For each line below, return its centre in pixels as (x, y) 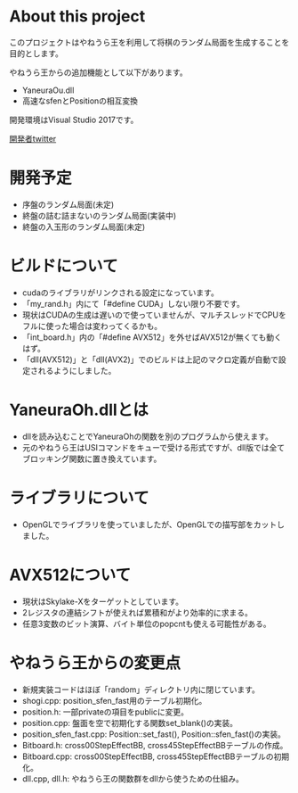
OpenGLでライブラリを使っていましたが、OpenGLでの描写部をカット (149, 525)
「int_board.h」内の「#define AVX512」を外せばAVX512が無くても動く (152, 337)
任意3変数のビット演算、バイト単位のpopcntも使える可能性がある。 (146, 624)
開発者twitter (33, 138)
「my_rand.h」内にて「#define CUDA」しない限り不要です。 (133, 303)
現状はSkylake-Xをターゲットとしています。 (103, 601)
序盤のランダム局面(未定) (68, 204)
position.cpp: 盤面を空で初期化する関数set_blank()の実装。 (130, 723)
